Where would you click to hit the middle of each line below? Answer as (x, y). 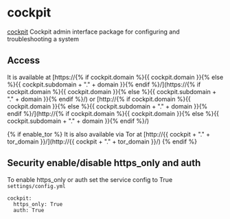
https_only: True (38, 204)
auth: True (29, 210)
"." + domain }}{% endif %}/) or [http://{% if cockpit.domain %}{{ (99, 99)
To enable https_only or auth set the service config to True (90, 179)
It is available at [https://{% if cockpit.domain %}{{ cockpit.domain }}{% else (115, 77)
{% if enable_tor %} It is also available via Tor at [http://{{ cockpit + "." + (109, 134)
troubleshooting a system (43, 38)
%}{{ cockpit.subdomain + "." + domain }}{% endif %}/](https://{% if (104, 84)
